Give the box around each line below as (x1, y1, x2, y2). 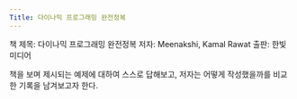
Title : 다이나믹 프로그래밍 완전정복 (9, 12, 126, 22)
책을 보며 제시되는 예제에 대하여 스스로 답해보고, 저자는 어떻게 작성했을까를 (9, 69, 272, 79)
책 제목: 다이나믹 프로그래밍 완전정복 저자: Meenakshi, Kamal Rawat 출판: (9, 38, 270, 49)
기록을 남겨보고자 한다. (18, 79, 99, 90)
